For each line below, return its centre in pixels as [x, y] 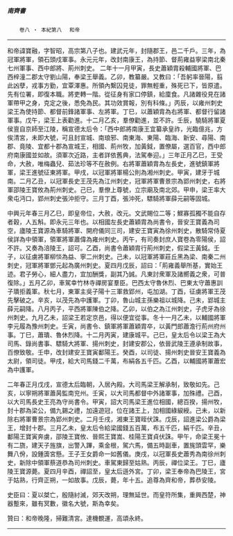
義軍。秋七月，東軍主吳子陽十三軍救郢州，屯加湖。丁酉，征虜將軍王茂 [126, 291]
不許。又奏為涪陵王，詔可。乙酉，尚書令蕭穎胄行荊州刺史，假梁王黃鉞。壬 [113, 247]
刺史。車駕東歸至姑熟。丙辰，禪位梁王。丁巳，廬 [156, 462]
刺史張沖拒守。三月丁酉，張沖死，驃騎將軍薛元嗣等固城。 [131, 198]
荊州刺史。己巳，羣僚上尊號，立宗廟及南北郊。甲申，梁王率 [135, 189]
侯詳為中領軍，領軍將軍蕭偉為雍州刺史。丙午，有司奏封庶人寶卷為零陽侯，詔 [116, 239]
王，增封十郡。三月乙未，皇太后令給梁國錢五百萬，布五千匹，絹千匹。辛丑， [116, 428]
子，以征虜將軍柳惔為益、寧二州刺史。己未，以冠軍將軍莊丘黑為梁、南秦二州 [116, 257]
